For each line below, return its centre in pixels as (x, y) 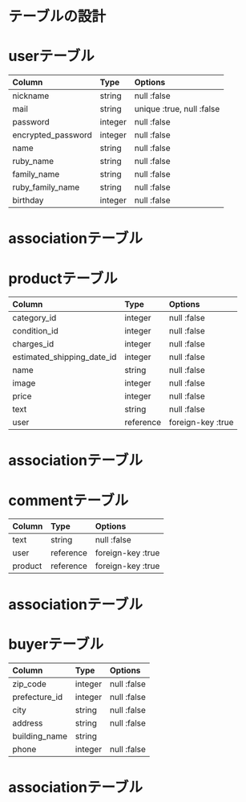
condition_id (35, 331)
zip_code (29, 684)
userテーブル (51, 56)
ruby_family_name (46, 187)
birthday (28, 200)
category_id (34, 318)
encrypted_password (52, 135)
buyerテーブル (56, 644)
